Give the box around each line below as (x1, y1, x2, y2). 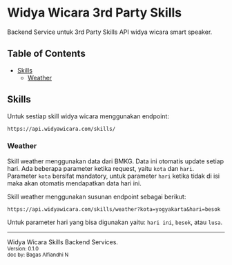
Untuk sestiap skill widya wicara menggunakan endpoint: (7, 112, 169, 120)
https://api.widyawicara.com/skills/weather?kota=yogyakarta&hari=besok (7, 205, 221, 212)
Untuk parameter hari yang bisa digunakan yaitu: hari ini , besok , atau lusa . (7, 218, 223, 226)
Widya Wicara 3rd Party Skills (7, 5, 182, 21)
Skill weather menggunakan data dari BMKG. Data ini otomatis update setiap (7, 157, 224, 165)
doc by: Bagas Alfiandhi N (7, 251, 69, 258)
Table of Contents (7, 48, 86, 60)
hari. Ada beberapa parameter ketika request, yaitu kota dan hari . (7, 164, 195, 172)
